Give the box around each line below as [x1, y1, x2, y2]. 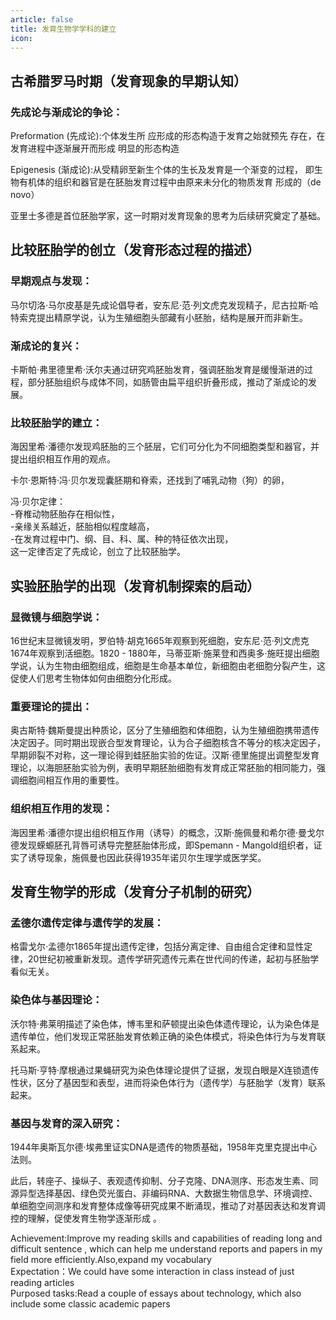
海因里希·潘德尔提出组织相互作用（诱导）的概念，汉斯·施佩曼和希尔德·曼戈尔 [10, 826, 325, 838]
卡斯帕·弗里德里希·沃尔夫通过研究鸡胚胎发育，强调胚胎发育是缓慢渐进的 [10, 364, 305, 376]
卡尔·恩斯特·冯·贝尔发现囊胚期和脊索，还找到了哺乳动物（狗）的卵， [10, 474, 290, 486]
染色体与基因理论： [10, 993, 103, 1007]
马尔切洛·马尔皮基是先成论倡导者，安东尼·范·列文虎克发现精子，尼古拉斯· [10, 299, 310, 311]
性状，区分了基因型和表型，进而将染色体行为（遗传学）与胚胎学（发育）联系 [10, 1076, 326, 1088]
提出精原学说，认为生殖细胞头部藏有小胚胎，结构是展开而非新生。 [36, 311, 308, 323]
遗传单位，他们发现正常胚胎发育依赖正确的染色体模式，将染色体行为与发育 [10, 1030, 317, 1042]
